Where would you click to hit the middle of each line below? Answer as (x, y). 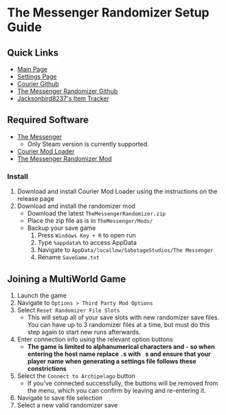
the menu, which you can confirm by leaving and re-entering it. (116, 390)
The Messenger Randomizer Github (67, 91)
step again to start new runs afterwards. (84, 332)
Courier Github (38, 84)
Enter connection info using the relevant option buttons (95, 339)
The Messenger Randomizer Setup (108, 13)
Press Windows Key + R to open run (87, 235)
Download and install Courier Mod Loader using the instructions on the (117, 191)
